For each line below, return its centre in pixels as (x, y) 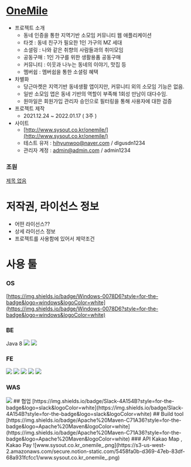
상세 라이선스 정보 (35, 231)
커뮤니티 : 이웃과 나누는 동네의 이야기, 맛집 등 (75, 64)
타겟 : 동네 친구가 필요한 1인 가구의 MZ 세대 (73, 42)
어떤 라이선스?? (32, 224)
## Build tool (168, 414)
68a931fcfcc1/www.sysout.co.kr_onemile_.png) (63, 457)
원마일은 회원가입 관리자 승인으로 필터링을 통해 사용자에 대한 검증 (98, 101)
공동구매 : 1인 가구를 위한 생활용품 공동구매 (72, 57)
